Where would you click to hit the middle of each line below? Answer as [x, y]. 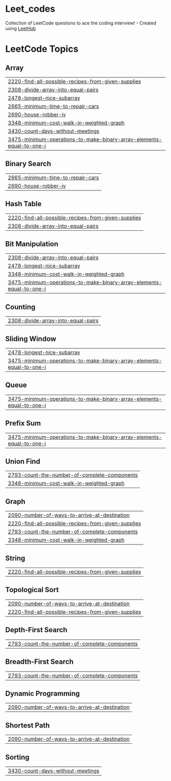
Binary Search [28, 164]
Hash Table [23, 204]
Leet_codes [30, 9]
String [15, 558]
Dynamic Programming [42, 693]
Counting [20, 307]
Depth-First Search [36, 630]
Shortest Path [27, 725]
